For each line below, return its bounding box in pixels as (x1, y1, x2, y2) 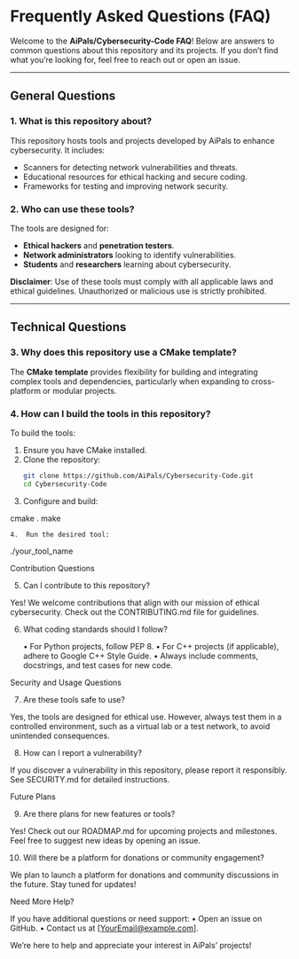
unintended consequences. (10, 730, 110, 741)
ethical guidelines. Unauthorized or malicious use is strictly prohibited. (10, 286, 267, 296)
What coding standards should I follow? (22, 624, 168, 634)
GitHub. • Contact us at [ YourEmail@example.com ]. (10, 923, 199, 933)
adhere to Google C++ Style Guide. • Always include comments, (22, 650, 259, 661)
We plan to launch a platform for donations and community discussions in (10, 869, 279, 880)
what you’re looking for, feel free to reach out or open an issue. (10, 54, 240, 65)
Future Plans (10, 791, 56, 802)
